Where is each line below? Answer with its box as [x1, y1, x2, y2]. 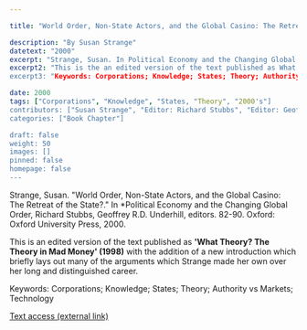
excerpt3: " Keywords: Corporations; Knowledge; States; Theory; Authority [9, 72, 301, 81]
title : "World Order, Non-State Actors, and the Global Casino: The [9, 21, 276, 30]
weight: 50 [9, 139, 51, 148]
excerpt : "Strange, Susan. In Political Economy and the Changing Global [9, 55, 297, 64]
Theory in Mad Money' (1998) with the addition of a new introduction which [9, 246, 297, 257]
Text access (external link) [9, 310, 110, 321]
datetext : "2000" [9, 47, 76, 56]
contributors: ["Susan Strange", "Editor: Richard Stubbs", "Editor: [9, 105, 281, 114]
